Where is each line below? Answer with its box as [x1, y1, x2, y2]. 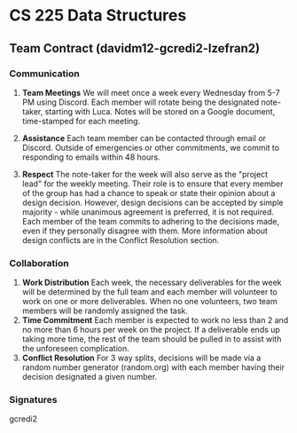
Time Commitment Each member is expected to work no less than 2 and [21, 315, 289, 326]
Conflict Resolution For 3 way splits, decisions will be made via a [21, 352, 262, 364]
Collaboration [9, 256, 69, 269]
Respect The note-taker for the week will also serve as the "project [21, 169, 269, 179]
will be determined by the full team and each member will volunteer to [21, 287, 277, 297]
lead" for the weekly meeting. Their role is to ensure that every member [21, 178, 284, 189]
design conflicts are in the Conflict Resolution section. [21, 234, 220, 245]
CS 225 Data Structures [9, 5, 187, 26]
